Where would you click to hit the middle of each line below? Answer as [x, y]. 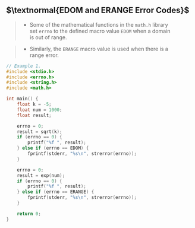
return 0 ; [29, 214]
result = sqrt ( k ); [40, 132]
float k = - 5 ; [34, 104]
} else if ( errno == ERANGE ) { [56, 192]
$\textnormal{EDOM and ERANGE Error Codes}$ [98, 10]
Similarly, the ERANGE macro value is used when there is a [99, 49]
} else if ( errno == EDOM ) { [53, 148]
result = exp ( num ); [41, 175]
